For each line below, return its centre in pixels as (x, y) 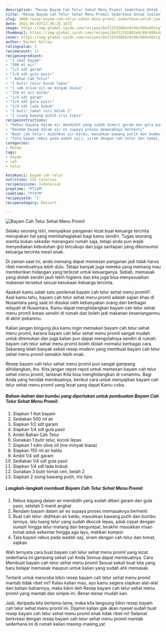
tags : (11, 152)
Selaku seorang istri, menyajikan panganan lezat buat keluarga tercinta (77, 231)
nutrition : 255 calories (31, 180)
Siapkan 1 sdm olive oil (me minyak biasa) (55, 445)
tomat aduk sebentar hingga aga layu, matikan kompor (68, 532)
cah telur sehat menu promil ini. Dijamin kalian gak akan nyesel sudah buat (81, 608)
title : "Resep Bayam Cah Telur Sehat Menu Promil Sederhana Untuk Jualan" (84, 14)
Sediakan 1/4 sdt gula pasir (40, 461)
